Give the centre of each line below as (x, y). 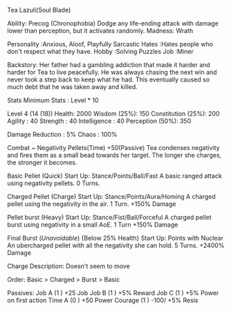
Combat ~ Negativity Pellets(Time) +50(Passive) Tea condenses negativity (113, 148)
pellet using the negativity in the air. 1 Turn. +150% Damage (92, 204)
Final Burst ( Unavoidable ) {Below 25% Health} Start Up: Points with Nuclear (115, 238)
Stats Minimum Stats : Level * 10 (53, 100)
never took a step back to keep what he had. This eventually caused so (109, 79)
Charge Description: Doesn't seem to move (68, 266)
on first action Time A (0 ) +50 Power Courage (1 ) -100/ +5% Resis (103, 300)
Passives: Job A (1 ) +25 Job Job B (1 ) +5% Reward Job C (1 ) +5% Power (113, 293)
